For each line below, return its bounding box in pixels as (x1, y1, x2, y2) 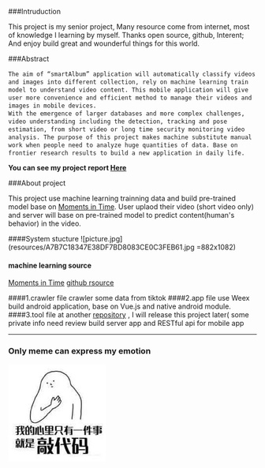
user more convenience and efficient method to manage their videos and (8, 94, 252, 102)
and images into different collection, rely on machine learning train (8, 78, 248, 86)
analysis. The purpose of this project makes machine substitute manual (8, 133, 252, 141)
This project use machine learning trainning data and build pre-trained (8, 193, 237, 203)
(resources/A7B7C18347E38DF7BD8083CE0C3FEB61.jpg (8, 242, 195, 252)
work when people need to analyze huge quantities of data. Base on (8, 141, 238, 149)
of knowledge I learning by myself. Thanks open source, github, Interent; (8, 31, 244, 39)
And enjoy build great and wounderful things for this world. (8, 39, 200, 48)
